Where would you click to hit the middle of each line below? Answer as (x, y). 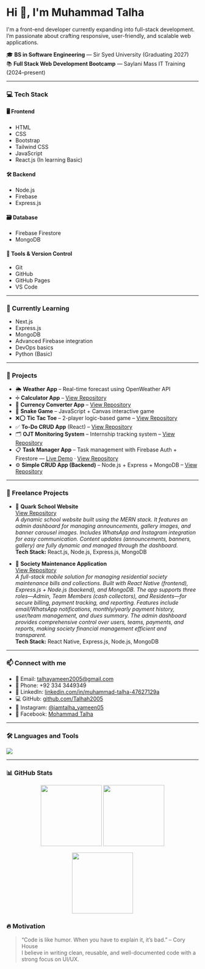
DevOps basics (34, 347)
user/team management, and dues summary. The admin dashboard (101, 615)
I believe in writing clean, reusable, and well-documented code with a (109, 953)
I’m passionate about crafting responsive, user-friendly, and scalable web (99, 35)
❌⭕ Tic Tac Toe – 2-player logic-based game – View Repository (96, 418)
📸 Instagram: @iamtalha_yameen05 (59, 707)
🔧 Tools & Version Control (39, 254)
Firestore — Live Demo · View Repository (67, 459)
